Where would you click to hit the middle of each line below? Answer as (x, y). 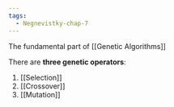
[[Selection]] (41, 77)
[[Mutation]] (40, 94)
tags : (17, 16)
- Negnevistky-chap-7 (52, 23)
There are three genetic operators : (68, 62)
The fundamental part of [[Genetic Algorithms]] (87, 46)
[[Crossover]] (42, 86)
